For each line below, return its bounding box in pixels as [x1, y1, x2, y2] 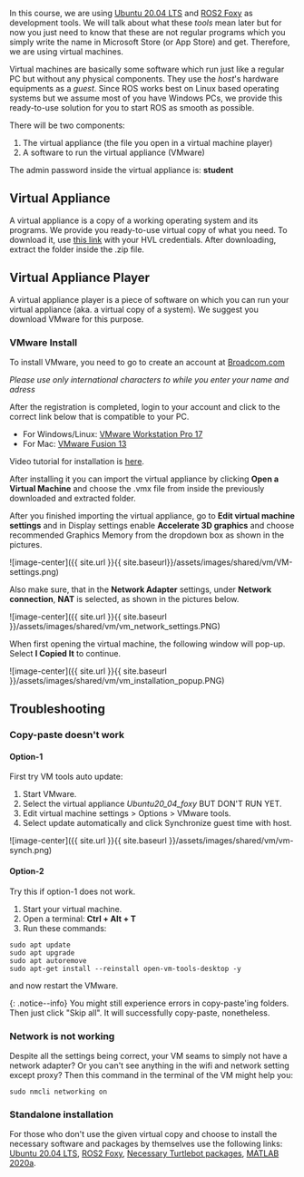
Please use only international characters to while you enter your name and [9, 374, 289, 384]
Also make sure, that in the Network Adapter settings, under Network [9, 584, 272, 595]
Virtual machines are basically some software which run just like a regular [9, 63, 285, 74]
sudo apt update [9, 940, 71, 949]
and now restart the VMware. [9, 979, 119, 991]
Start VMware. [22, 789, 77, 800]
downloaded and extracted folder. [9, 492, 136, 503]
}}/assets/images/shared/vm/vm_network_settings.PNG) [9, 620, 221, 631]
